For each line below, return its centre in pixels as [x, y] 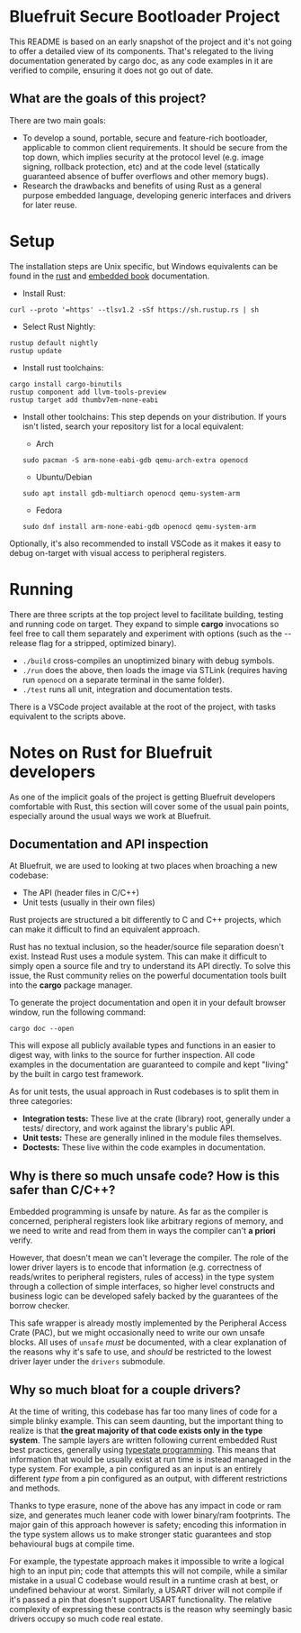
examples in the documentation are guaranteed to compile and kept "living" [149, 1064]
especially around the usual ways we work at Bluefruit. [111, 816]
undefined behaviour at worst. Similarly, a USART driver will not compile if [146, 1590]
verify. [21, 1240]
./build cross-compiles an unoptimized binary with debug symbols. [148, 661]
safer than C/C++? [62, 1190]
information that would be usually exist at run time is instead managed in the [150, 1459]
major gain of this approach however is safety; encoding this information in [148, 1524]
